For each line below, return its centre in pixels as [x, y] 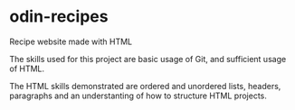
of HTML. [27, 69]
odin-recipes [59, 17]
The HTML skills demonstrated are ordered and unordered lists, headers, [145, 86]
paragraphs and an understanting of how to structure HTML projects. [138, 96]
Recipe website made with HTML [71, 41]
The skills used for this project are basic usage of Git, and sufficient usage [148, 59]
